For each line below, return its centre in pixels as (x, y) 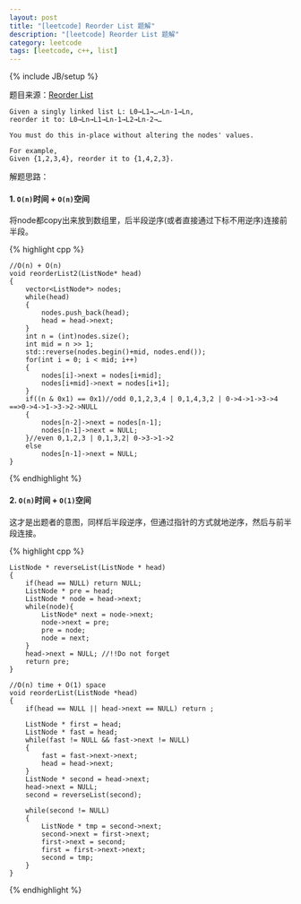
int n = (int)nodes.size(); (77, 337)
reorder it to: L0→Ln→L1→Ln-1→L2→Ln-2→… (86, 120)
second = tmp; (68, 857)
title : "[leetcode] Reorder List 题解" (82, 26)
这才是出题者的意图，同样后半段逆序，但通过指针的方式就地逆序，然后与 (142, 521)
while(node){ (50, 607)
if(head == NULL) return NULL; (84, 583)
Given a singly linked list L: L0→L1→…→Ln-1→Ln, (102, 112)
